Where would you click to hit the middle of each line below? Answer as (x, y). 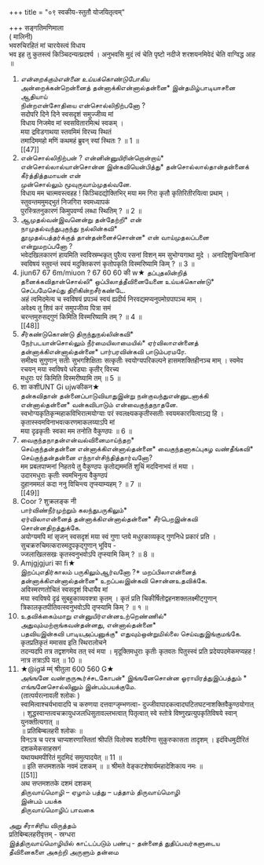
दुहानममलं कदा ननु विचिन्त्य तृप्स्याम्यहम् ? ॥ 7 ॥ (81, 484)
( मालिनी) (21, 36)
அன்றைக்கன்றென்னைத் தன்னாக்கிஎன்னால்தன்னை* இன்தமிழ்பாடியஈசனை (128, 88)
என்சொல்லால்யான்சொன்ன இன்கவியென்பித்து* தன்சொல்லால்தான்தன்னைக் (135, 166)
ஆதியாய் (34, 97)
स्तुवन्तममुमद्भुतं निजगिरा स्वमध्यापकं (65, 202)
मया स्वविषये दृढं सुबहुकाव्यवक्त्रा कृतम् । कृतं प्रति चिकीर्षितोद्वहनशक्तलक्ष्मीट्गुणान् (118, 598)
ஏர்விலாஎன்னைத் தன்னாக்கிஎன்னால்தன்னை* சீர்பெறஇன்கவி (109, 519)
